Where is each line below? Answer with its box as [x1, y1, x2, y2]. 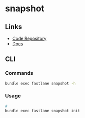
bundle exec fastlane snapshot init [5, 108, 80, 113]
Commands [5, 70, 33, 77]
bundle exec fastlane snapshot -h [5, 81, 76, 86]
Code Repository [12, 35, 47, 41]
